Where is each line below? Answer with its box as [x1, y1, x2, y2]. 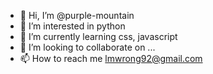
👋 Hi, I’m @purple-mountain [19, 10, 135, 21]
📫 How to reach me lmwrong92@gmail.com [19, 53, 203, 64]
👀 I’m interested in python [19, 20, 126, 32]
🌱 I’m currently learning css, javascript [19, 31, 178, 42]
